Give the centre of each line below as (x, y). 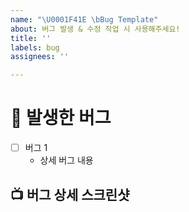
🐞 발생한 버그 (61, 118)
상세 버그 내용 (66, 160)
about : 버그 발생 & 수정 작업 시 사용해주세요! (95, 29)
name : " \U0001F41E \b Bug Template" (84, 19)
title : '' (31, 38)
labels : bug (35, 47)
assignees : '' (40, 57)
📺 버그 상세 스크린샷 (70, 194)
